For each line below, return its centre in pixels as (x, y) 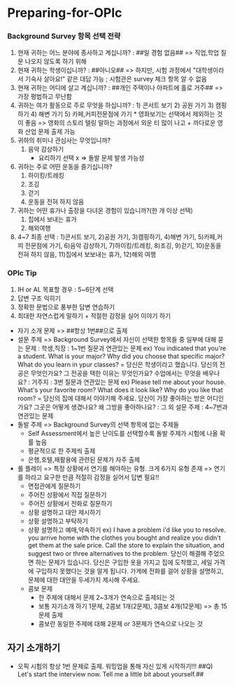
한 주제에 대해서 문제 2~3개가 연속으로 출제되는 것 (106, 597)
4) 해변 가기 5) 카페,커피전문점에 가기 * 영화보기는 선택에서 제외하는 (123, 114)
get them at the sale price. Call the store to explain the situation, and (126, 545)
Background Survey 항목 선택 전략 (64, 36)
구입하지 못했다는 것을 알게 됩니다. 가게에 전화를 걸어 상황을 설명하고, (129, 571)
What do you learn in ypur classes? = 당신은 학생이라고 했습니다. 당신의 (117, 364)
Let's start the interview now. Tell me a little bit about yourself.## (111, 674)
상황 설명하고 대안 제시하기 (64, 512)
